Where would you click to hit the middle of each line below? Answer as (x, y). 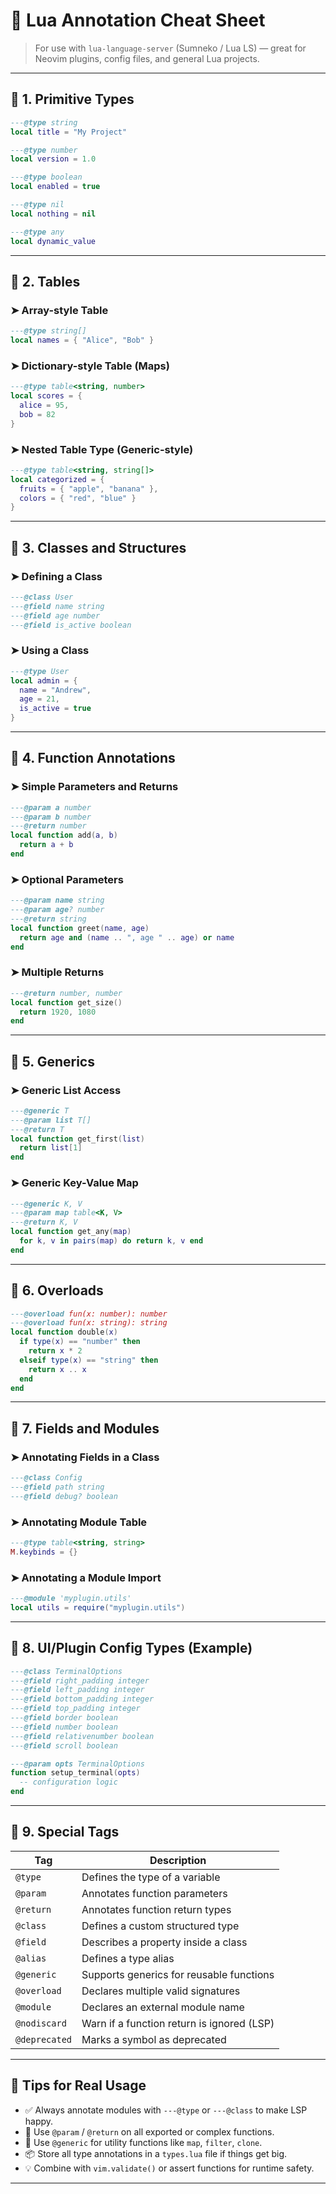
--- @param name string (57, 900)
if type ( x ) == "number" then (80, 1342)
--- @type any (37, 232)
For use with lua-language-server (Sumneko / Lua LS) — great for (170, 48)
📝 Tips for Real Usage (78, 2085)
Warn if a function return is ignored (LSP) (178, 2023)
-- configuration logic (68, 1782)
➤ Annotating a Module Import (86, 1577)
